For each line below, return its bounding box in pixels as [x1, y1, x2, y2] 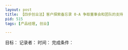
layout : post [5, 7, 32, 12]
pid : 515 [5, 16, 23, 21]
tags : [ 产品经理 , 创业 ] [5, 21, 50, 26]
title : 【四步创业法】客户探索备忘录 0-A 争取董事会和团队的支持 [5, 12, 124, 17]
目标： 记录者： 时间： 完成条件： [5, 40, 74, 46]
